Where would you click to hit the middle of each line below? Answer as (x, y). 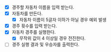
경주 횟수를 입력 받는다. (34, 26)
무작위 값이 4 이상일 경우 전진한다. (52, 38)
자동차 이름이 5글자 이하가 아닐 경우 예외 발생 (63, 20)
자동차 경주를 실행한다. (34, 32)
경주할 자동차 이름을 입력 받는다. (43, 7)
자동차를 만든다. (27, 13)
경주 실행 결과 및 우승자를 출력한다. (46, 45)
